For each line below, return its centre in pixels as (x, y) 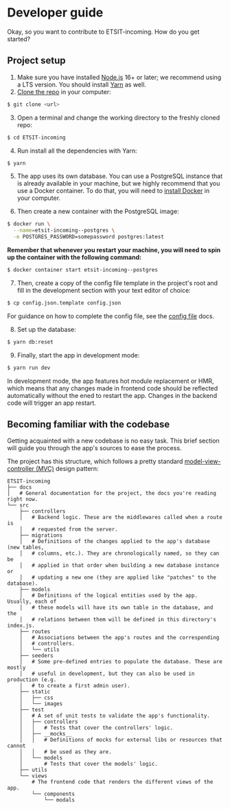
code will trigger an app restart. (51, 403)
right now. (23, 500)
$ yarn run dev (29, 368)
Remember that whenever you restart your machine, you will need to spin (114, 250)
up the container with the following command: (74, 257)
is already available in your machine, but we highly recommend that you (118, 184)
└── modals (59, 800)
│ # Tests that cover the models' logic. (89, 764)
